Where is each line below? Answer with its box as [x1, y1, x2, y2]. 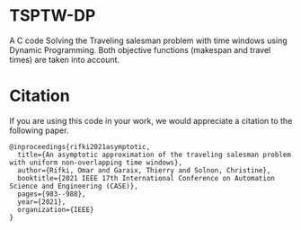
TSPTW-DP [9, 5, 96, 26]
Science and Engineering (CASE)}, [9, 181, 139, 190]
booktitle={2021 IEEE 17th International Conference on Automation [17, 173, 276, 182]
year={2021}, [17, 197, 66, 207]
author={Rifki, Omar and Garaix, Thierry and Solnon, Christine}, [17, 165, 271, 175]
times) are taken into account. [9, 54, 120, 65]
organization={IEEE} [17, 205, 94, 214]
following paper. [9, 125, 69, 136]
